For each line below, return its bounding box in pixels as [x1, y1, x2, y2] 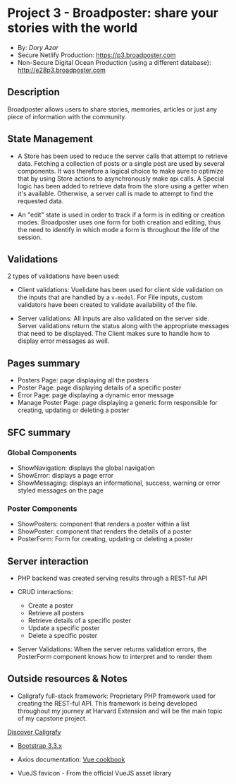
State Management [7, 133, 93, 145]
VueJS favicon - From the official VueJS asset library [17, 768, 172, 777]
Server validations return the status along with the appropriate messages [17, 322, 230, 330]
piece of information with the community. [7, 112, 127, 121]
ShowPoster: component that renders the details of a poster [17, 527, 192, 536]
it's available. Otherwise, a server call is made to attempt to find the [17, 189, 213, 198]
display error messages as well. [17, 337, 110, 345]
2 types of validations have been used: [7, 272, 120, 280]
